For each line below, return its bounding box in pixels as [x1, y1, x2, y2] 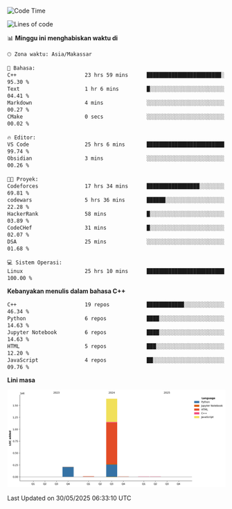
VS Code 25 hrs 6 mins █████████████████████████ [7, 141, 225, 148]
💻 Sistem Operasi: [7, 259, 62, 266]
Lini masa [7, 376, 36, 384]
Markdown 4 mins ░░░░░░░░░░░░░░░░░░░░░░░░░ [7, 99, 225, 106]
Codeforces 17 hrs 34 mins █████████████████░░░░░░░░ [7, 183, 225, 190]
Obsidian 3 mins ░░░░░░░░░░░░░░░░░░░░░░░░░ [7, 155, 225, 162]
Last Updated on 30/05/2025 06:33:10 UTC [7, 494, 132, 503]
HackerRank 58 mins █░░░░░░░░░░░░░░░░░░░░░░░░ [7, 210, 225, 217]
